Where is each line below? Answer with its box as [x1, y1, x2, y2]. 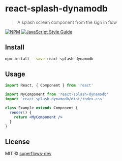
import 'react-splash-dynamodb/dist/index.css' [5, 97, 105, 102]
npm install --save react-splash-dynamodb [5, 56, 93, 61]
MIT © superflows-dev [5, 151, 52, 157]
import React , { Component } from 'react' [5, 83, 93, 88]
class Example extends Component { [5, 106, 78, 111]
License [5, 137, 30, 146]
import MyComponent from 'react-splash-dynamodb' [5, 92, 109, 97]
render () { [9, 110, 32, 115]
